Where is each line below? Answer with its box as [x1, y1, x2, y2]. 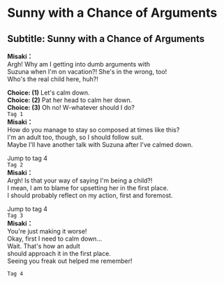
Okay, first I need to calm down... [7, 234, 103, 243]
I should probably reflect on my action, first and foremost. [7, 191, 173, 199]
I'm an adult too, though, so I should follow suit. [7, 133, 144, 141]
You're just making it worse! [7, 227, 87, 235]
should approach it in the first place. [7, 250, 112, 257]
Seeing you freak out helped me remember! [7, 257, 133, 265]
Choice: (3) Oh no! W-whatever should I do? [7, 104, 135, 111]
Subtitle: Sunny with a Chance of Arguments [7, 33, 205, 45]
